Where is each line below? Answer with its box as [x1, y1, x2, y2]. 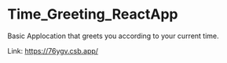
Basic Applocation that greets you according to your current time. [7, 31, 219, 40]
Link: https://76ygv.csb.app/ [7, 46, 99, 55]
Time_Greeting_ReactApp [7, 5, 178, 23]
